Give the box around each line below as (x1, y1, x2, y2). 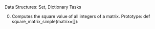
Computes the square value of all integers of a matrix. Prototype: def (11, 14, 150, 19)
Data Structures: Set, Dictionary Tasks (4, 4, 82, 10)
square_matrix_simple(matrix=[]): (11, 19, 79, 24)
